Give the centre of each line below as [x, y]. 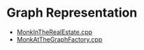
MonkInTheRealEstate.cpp [54, 32]
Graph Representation [72, 13]
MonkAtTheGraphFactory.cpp [59, 39]
